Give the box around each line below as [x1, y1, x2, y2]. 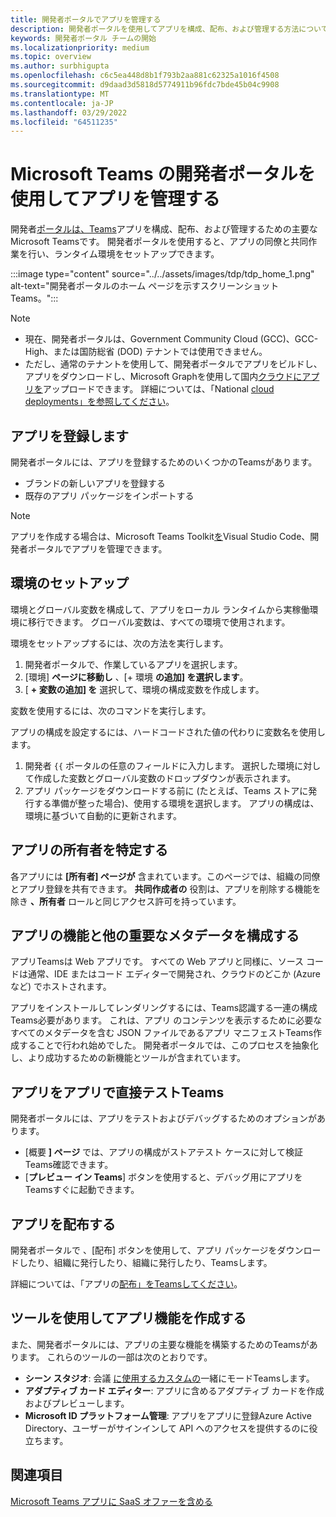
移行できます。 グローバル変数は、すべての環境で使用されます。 [27, 616, 291, 628]
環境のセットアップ [10, 575, 129, 592]
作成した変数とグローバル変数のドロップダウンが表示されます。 [33, 772, 297, 784]
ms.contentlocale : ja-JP [10, 98, 114, 108]
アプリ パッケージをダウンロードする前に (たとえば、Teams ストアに [24, 784, 309, 796]
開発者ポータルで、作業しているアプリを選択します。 [24, 658, 243, 670]
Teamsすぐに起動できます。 [24, 1184, 140, 1196]
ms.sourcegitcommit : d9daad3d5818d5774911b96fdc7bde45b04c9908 [10, 80, 280, 90]
